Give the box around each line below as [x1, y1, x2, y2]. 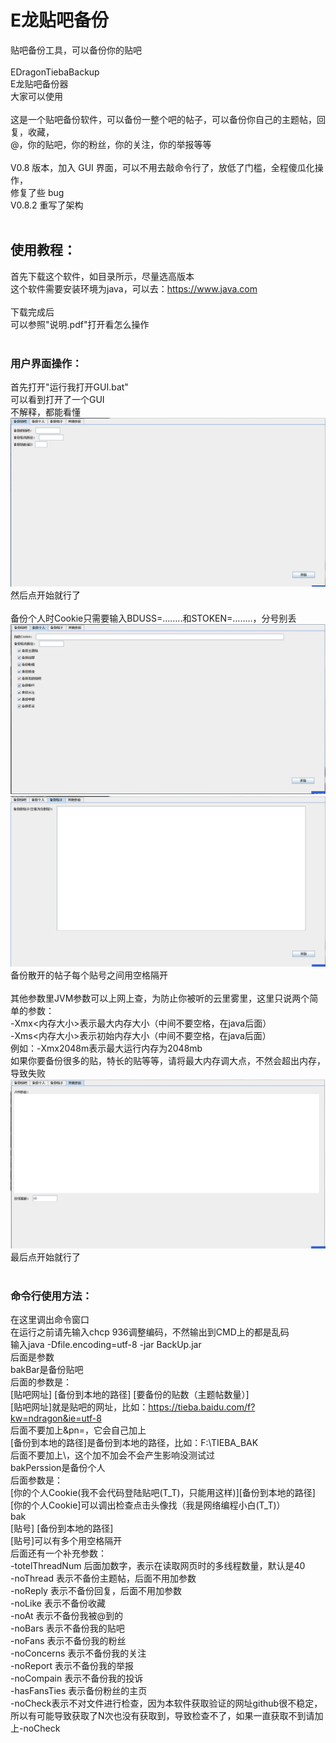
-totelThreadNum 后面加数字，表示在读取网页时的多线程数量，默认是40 [10, 1560, 306, 1572]
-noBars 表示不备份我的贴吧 [10, 1622, 125, 1635]
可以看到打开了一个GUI [10, 394, 105, 406]
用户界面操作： [10, 356, 83, 370]
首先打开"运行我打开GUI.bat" [10, 381, 129, 393]
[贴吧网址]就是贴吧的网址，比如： [10, 1401, 149, 1413]
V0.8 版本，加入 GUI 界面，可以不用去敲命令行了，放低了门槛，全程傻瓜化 [10, 161, 315, 173]
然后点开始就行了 [10, 589, 81, 601]
